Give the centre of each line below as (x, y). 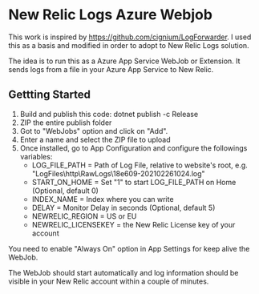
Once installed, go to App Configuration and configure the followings (134, 148)
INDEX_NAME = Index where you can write (103, 199)
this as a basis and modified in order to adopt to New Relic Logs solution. (129, 45)
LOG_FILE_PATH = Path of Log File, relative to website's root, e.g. (140, 165)
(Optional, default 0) (65, 191)
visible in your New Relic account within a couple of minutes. (109, 281)
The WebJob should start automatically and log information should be (123, 272)
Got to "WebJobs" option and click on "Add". (94, 131)
